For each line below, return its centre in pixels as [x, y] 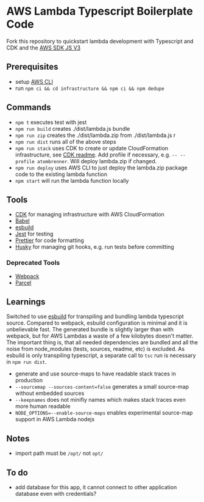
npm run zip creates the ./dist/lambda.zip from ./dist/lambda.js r [95, 135]
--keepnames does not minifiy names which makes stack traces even [100, 400]
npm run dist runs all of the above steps [66, 141]
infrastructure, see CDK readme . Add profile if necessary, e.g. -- [96, 155]
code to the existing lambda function [61, 174]
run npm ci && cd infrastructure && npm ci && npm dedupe [90, 88]
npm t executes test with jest [51, 122]
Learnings [26, 302]
